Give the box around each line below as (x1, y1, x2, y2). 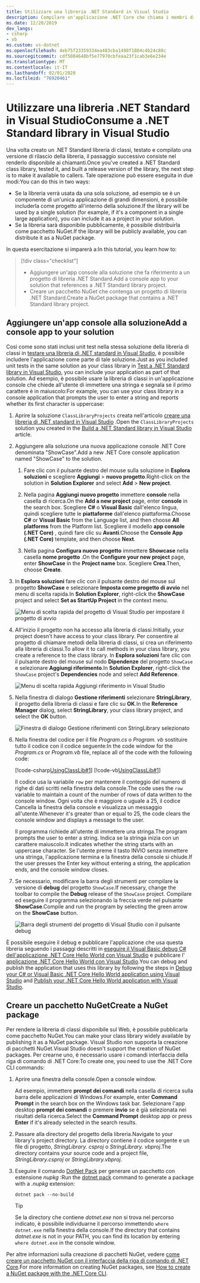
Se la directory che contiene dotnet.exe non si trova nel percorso (14, 1214, 174, 1221)
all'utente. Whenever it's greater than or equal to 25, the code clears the (14, 810, 190, 817)
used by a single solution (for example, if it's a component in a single (14, 209, 183, 216)
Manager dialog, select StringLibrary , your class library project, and (14, 706, 183, 714)
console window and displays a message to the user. (14, 816, 145, 823)
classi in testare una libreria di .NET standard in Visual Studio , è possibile (6, 349, 185, 356)
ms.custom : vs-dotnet (6, 42, 60, 48)
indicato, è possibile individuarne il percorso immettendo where (14, 1220, 169, 1227)
